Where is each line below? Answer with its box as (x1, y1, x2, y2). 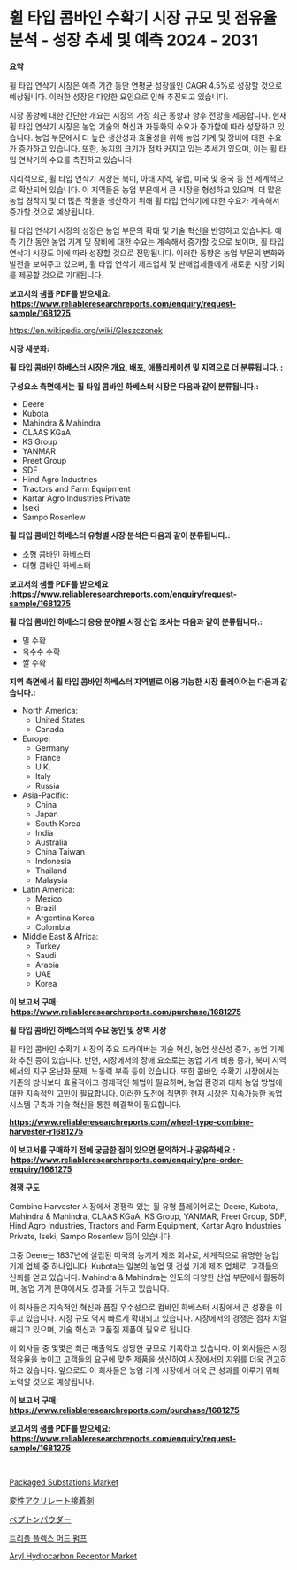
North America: (21, 705, 78, 715)
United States (34, 715, 86, 725)
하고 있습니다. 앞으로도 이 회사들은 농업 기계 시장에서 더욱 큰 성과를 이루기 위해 (9, 1364, 280, 1375)
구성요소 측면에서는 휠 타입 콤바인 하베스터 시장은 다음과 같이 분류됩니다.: (9, 380, 259, 391)
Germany (34, 742, 69, 754)
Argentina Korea (34, 912, 95, 923)
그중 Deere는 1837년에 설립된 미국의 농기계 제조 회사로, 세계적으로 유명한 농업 (9, 1249, 279, 1260)
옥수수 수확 (21, 646, 61, 657)
